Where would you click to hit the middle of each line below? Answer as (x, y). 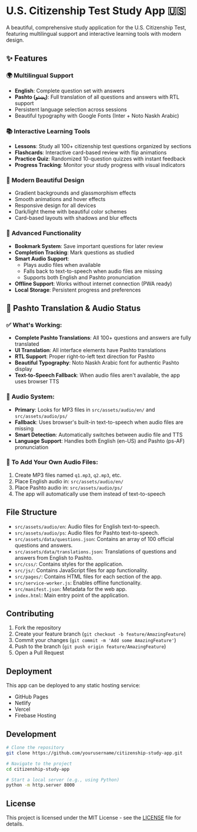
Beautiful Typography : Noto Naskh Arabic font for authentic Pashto (97, 363)
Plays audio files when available (62, 265)
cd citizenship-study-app (38, 769)
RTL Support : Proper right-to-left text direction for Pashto (84, 356)
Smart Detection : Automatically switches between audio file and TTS (98, 435)
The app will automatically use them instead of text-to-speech (90, 494)
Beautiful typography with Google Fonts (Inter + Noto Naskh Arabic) (97, 115)
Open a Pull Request (39, 653)
